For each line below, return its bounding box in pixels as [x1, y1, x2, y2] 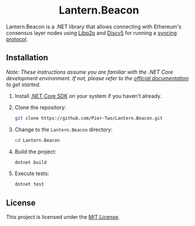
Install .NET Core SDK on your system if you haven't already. [14, 92, 162, 99]
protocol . [6, 35, 28, 42]
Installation [6, 53, 48, 63]
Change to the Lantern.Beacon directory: [14, 126, 113, 133]
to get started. [6, 81, 41, 88]
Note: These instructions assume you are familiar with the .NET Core [6, 68, 174, 76]
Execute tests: [14, 170, 49, 177]
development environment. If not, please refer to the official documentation [6, 74, 189, 81]
